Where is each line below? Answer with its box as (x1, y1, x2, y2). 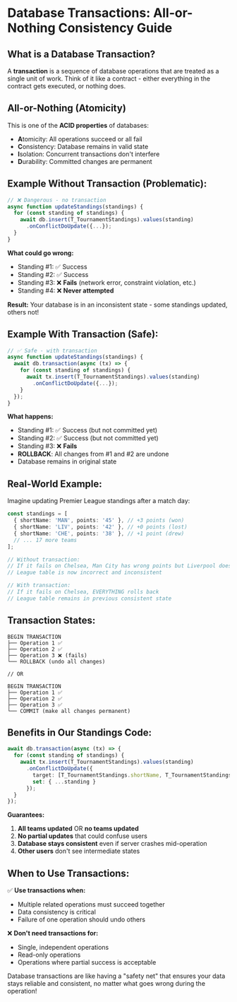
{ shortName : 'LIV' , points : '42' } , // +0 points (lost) (13, 524, 188, 531)
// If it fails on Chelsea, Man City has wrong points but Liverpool (7, 562, 217, 570)
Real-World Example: (7, 478, 102, 490)
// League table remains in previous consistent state (7, 595, 172, 602)
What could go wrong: (7, 249, 74, 257)
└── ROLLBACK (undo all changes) (7, 658, 106, 665)
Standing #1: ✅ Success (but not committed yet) (17, 426, 157, 435)
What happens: (7, 412, 54, 421)
